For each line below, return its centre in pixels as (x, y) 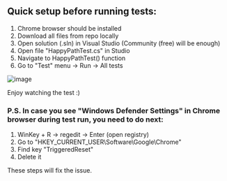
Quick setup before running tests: (82, 12)
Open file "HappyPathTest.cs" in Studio (73, 50)
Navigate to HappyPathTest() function (71, 58)
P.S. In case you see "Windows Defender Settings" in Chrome (114, 110)
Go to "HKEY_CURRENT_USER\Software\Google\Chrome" (99, 142)
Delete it (29, 157)
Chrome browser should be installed (69, 28)
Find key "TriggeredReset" (55, 150)
